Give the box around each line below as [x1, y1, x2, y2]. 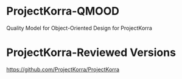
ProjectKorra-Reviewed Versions [6, 46, 177, 60]
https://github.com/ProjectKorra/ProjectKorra [6, 66, 120, 73]
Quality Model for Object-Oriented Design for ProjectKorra [6, 24, 152, 32]
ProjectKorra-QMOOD [6, 4, 120, 18]
